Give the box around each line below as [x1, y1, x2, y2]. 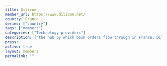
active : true [5, 44, 32, 49]
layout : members [5, 49, 39, 54]
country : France [5, 16, 39, 21]
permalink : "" [5, 53, 35, 59]
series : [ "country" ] [5, 21, 48, 26]
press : [5, 40, 19, 45]
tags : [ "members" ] [5, 26, 43, 31]
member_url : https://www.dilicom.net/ [5, 12, 85, 17]
